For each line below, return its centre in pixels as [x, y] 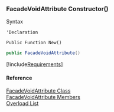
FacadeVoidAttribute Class [38, 91]
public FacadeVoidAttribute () [43, 53]
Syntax [15, 22]
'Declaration [22, 32]
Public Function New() [34, 43]
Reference [19, 78]
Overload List [22, 103]
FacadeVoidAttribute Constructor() [57, 9]
